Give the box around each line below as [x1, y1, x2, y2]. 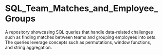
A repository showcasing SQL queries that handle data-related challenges [5, 29, 153, 35]
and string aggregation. [5, 44, 52, 50]
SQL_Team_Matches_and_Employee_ [5, 3, 158, 14]
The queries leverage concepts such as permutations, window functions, [5, 39, 152, 45]
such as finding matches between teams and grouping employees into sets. [5, 34, 157, 40]
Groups [5, 13, 36, 24]
